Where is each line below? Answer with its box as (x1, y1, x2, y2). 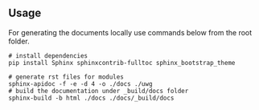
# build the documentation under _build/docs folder (8, 87, 189, 95)
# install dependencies (8, 51, 88, 59)
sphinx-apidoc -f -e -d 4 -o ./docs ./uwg (8, 79, 153, 88)
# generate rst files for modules (8, 72, 125, 81)
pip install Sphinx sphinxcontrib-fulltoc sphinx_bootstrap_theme (8, 59, 236, 67)
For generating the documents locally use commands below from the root (8, 27, 253, 37)
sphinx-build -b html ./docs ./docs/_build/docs (8, 94, 175, 102)
